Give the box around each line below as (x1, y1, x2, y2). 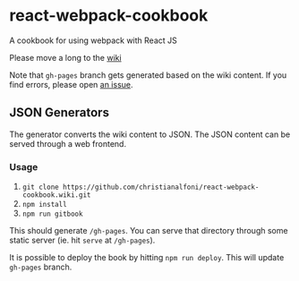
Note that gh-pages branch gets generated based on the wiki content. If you (9, 69, 287, 81)
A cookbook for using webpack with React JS (9, 35, 177, 46)
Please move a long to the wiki (9, 52, 123, 63)
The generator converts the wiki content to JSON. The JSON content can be (9, 129, 291, 140)
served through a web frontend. (9, 138, 127, 149)
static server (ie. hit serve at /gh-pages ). (9, 234, 156, 246)
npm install (21, 200, 67, 209)
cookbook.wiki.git (21, 191, 91, 200)
